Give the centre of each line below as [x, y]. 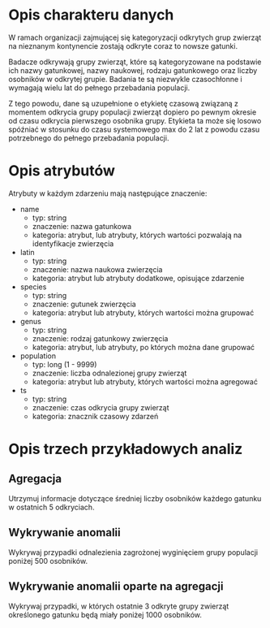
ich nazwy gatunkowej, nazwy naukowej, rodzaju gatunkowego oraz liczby [133, 70]
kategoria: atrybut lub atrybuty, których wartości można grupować [143, 312]
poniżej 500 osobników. [48, 561]
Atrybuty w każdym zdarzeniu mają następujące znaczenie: [108, 193]
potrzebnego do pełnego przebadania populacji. [89, 138]
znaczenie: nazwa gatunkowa [82, 226]
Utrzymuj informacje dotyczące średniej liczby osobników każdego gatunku [135, 498]
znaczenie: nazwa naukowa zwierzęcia [97, 269]
